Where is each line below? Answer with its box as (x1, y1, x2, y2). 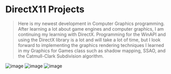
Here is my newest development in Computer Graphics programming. (17, 20, 165, 27)
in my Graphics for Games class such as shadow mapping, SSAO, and (17, 47, 166, 54)
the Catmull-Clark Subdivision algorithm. (17, 53, 104, 59)
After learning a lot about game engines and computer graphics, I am (17, 26, 164, 32)
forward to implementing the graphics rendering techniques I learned (17, 42, 164, 48)
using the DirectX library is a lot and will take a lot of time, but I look (17, 37, 161, 43)
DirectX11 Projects (5, 4, 85, 15)
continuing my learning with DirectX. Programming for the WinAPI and (17, 31, 166, 37)
